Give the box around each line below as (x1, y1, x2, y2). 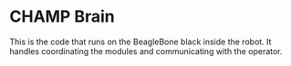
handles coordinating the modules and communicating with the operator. (9, 45, 283, 56)
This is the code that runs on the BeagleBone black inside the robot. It (9, 36, 272, 47)
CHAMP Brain (9, 6, 116, 27)
